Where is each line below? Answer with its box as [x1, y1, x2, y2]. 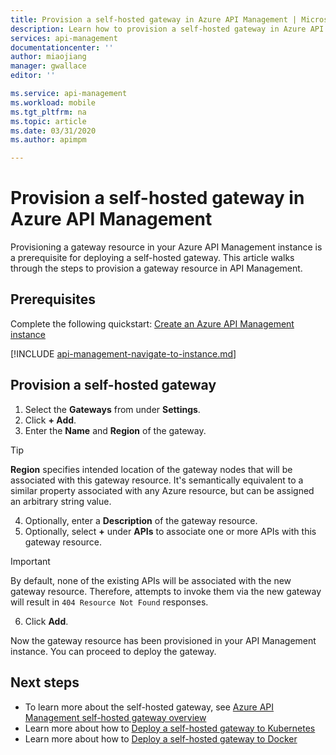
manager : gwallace [10, 61, 87, 71]
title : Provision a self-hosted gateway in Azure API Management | [10, 14, 298, 25]
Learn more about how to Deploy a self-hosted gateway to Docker [24, 732, 298, 745]
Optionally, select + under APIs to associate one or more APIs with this [24, 525, 317, 537]
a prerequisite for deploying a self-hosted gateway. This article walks [10, 252, 295, 264]
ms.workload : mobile [10, 97, 97, 108]
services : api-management [10, 33, 118, 43]
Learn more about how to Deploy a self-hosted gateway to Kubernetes [24, 722, 316, 734]
